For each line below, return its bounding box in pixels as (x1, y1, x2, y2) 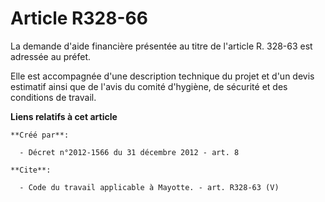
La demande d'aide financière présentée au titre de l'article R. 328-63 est (10, 40, 313, 52)
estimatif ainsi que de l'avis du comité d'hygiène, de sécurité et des (10, 80, 288, 92)
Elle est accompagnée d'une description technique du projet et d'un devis (10, 70, 315, 82)
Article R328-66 (10, 7, 148, 30)
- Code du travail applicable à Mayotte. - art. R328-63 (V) (19, 182, 280, 192)
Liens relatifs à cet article (10, 110, 118, 122)
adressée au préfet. (10, 50, 92, 62)
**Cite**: (10, 165, 52, 175)
